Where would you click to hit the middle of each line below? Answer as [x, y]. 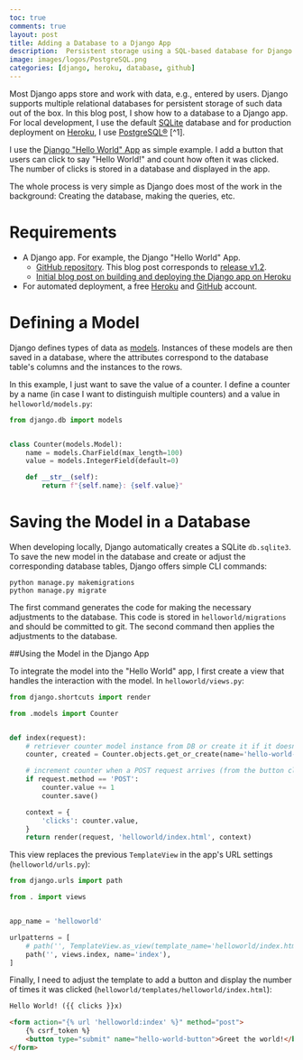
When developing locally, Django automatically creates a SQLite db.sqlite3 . [150, 546]
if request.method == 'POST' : [83, 779]
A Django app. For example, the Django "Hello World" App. [131, 257]
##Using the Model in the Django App [79, 653]
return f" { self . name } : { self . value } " [112, 486]
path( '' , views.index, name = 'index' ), [98, 954]
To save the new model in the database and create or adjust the [128, 556]
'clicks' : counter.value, [91, 821]
